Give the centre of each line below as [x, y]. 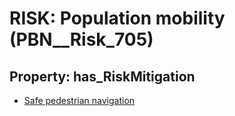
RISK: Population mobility [117, 18]
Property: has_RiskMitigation [102, 76]
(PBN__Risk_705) [81, 39]
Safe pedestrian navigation [79, 100]
